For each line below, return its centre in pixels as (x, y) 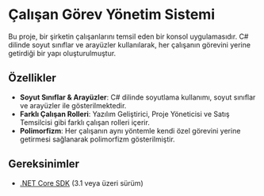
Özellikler (33, 78)
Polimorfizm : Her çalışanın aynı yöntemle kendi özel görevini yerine (130, 130)
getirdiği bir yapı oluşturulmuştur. (62, 53)
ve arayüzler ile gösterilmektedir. (73, 105)
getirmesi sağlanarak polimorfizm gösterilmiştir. (98, 139)
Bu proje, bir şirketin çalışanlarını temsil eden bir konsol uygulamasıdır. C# (128, 36)
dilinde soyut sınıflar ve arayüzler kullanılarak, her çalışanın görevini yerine (130, 44)
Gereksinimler (44, 164)
